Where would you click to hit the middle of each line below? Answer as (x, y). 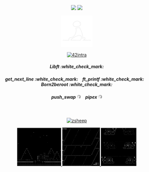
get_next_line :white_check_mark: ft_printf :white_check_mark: (74, 79)
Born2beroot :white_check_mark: (77, 84)
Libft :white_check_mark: (77, 66)
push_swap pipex (74, 97)
